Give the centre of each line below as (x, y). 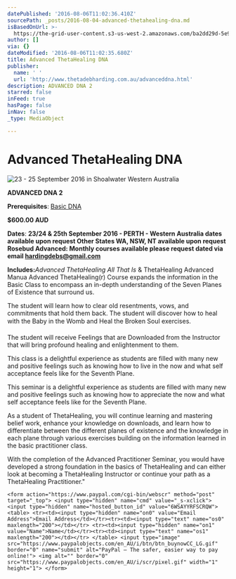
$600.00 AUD (28, 219)
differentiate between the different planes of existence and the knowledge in (118, 431)
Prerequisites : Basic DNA (45, 206)
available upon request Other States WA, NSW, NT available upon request (117, 241)
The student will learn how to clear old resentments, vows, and (98, 305)
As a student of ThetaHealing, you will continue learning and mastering (110, 415)
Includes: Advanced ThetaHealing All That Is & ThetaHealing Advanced (111, 269)
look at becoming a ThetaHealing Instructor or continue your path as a (109, 474)
